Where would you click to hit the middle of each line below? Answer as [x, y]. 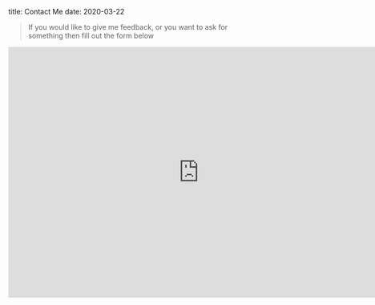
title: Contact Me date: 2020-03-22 [67, 12]
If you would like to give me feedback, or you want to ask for [128, 27]
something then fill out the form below [91, 36]
